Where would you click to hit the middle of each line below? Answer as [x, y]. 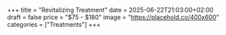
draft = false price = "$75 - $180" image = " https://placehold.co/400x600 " [113, 17]
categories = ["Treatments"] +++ [54, 24]
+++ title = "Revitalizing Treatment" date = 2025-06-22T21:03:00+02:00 [110, 10]
